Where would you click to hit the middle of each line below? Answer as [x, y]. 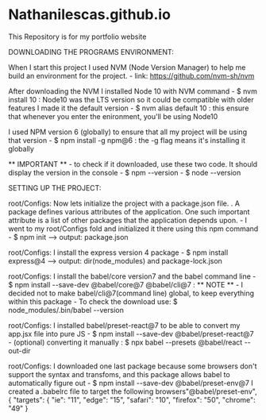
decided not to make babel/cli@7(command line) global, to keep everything [131, 293]
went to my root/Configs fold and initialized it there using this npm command [133, 229]
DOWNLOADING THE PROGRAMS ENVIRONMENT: [91, 52]
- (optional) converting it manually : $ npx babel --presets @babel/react [125, 342]
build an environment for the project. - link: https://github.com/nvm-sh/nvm [131, 75]
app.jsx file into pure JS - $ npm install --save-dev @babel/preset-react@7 [131, 333]
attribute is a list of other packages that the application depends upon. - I [128, 220]
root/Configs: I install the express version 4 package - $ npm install [118, 252]
